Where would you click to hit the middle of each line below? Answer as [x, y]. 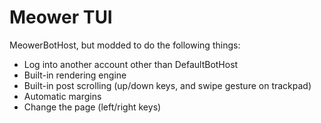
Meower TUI [61, 17]
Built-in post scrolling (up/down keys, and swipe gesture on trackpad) [167, 85]
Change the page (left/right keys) [92, 107]
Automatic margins [62, 96]
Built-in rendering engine [75, 75]
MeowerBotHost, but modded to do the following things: [125, 45]
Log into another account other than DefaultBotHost [131, 64]
